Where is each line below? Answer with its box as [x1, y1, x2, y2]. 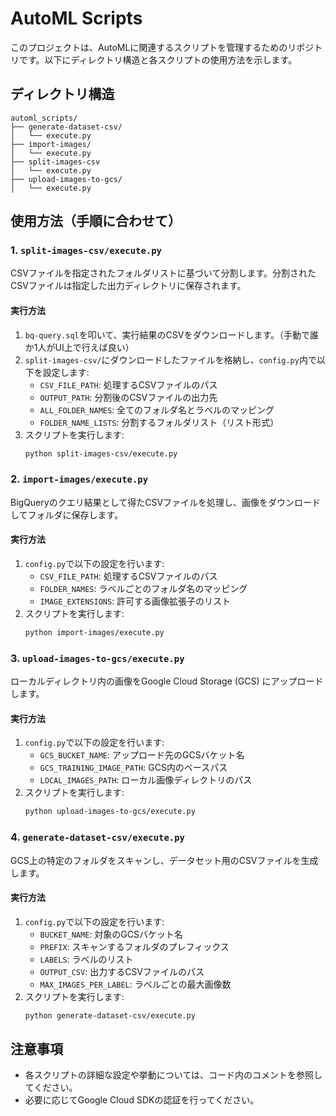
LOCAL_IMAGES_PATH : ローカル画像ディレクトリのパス [39, 774, 253, 786]
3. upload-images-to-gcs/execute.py [10, 651, 185, 665]
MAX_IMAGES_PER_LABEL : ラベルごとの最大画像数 [39, 978, 232, 990]
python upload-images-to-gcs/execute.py [24, 807, 196, 817]
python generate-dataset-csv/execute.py [24, 1010, 196, 1021]
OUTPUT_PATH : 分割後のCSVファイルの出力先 [39, 391, 218, 403]
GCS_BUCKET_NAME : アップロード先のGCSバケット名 [39, 749, 245, 761]
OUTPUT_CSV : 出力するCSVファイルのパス [39, 965, 205, 977]
